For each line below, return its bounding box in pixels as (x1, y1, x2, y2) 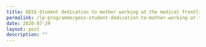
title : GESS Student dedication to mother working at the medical (6, 9, 180, 15)
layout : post (6, 26, 40, 32)
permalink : (6, 15, 34, 21)
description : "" (6, 32, 48, 38)
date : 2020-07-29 (6, 20, 51, 26)
